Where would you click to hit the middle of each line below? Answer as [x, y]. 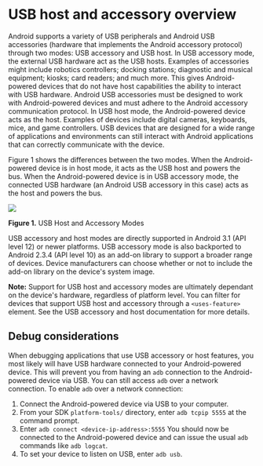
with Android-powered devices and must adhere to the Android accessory [128, 103]
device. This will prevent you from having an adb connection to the [115, 372]
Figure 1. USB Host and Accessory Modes [76, 223]
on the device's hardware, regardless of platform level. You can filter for [124, 295]
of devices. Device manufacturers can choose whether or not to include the [130, 263]
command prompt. [49, 420]
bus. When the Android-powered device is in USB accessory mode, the [124, 176]
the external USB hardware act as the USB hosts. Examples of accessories [129, 61]
